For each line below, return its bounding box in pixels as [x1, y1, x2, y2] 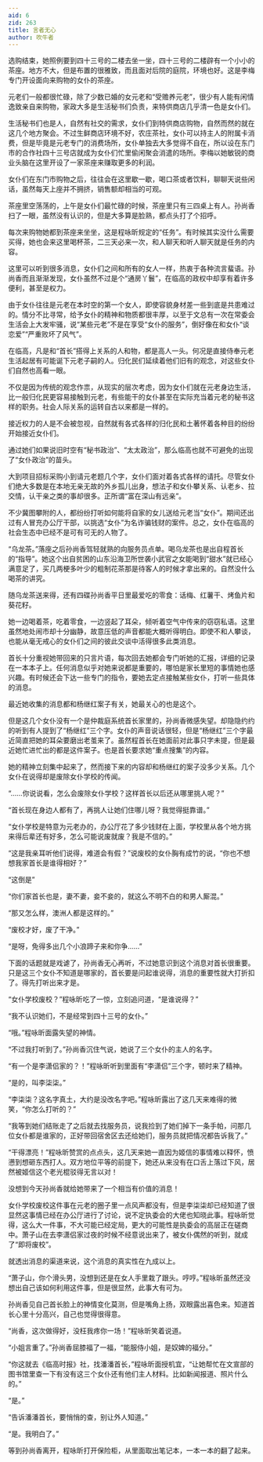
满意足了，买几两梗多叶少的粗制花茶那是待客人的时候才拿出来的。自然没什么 [8, 564, 255, 574]
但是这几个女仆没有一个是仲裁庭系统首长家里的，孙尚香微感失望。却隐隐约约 [8, 716, 255, 726]
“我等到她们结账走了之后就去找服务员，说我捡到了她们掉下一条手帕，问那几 [8, 1121, 252, 1131]
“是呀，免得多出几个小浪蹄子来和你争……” [8, 942, 142, 951]
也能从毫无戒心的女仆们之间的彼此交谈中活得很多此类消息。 [8, 636, 200, 646]
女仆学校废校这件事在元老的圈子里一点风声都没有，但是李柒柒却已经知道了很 [8, 1201, 255, 1210]
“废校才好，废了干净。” [8, 925, 80, 935]
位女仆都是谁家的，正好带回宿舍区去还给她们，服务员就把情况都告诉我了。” [8, 1131, 248, 1140]
